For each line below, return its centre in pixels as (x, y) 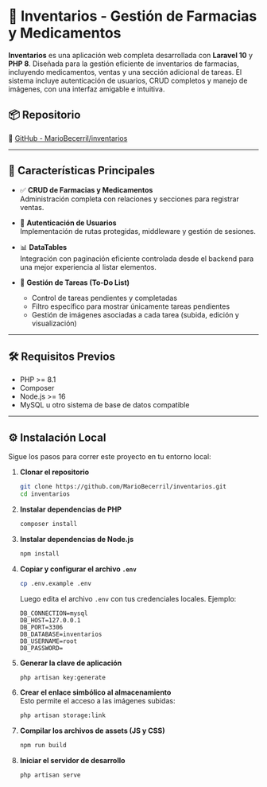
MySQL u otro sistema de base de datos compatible (104, 405)
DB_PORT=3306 (41, 627)
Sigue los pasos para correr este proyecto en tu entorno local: (110, 457)
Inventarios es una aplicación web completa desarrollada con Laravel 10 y (130, 55)
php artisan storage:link (62, 715)
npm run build (43, 746)
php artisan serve (50, 775)
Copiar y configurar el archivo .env (78, 569)
